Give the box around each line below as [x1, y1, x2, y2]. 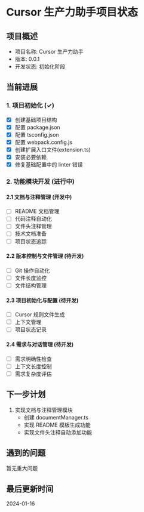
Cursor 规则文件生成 [14, 311, 65, 318]
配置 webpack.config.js [14, 138, 73, 146]
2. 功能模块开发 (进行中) [6, 177, 75, 186]
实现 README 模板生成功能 [23, 421, 91, 428]
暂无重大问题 [6, 465, 38, 472]
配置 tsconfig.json [14, 131, 59, 138]
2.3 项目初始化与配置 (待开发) [6, 297, 79, 304]
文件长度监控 [14, 274, 47, 281]
